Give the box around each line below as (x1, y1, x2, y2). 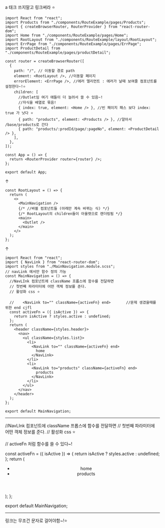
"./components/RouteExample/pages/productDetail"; (5, 50, 111, 55)
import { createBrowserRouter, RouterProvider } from (5, 24, 118, 29)
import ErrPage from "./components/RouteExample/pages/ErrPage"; (5, 41, 141, 46)
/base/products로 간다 (5, 122, 49, 127)
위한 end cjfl (5, 305, 32, 310)
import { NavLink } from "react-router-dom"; (5, 260, 100, 265)
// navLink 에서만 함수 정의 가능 (5, 269, 66, 274)
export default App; (5, 170, 48, 175)
